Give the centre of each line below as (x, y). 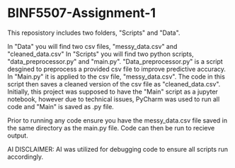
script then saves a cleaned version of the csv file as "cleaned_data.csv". (114, 84)
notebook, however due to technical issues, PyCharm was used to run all (114, 99)
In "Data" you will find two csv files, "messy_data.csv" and (92, 46)
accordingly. (25, 157)
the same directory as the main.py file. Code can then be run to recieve (111, 128)
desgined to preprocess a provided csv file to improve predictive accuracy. (117, 69)
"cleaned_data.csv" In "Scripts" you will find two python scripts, (101, 54)
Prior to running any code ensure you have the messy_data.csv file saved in (117, 120)
